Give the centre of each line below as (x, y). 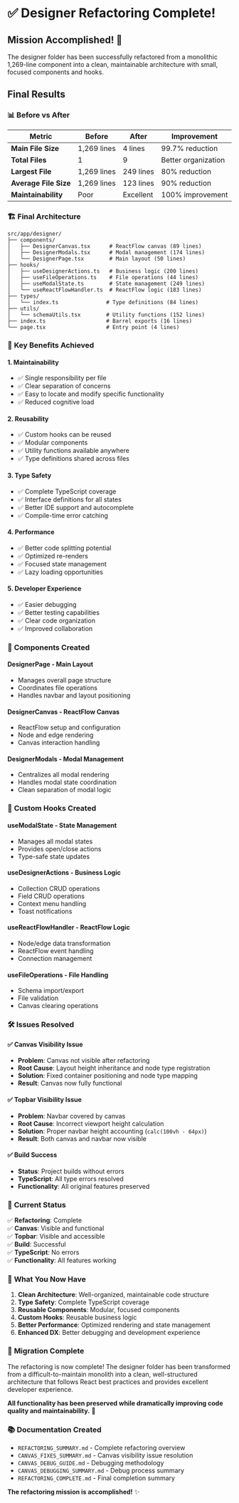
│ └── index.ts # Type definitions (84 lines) (103, 302)
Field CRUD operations (51, 896)
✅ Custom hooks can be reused (64, 435)
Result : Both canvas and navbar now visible (82, 1138)
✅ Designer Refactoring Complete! (111, 13)
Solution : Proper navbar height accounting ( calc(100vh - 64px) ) (112, 1131)
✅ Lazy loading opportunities (60, 572)
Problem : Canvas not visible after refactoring (84, 1061)
